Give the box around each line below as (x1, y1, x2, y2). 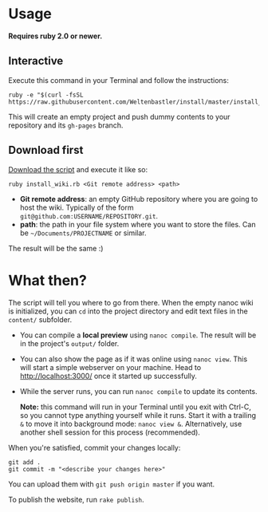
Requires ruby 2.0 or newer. (8, 31, 103, 41)
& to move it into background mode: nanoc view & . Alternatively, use (19, 419, 242, 428)
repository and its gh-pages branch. (8, 120, 124, 130)
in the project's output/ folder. (19, 338, 120, 348)
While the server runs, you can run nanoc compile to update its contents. (19, 386, 258, 396)
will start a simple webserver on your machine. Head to (19, 362, 202, 372)
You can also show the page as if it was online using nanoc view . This (19, 354, 248, 364)
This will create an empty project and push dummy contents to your (8, 112, 231, 121)
